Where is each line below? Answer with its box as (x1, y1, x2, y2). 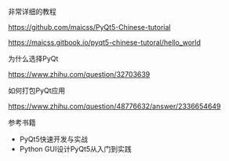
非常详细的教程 (8, 7, 56, 16)
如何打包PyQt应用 (8, 86, 66, 95)
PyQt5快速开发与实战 (19, 134, 89, 144)
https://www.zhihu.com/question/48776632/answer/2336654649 (8, 101, 221, 111)
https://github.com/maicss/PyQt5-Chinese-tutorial (8, 23, 171, 31)
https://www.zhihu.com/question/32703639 (8, 70, 151, 79)
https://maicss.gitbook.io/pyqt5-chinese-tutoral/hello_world (8, 38, 202, 47)
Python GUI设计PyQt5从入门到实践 (19, 145, 132, 153)
